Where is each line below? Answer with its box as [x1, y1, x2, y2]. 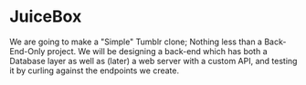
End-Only [9, 45, 46, 56]
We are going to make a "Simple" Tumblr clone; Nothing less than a [9, 36, 263, 47]
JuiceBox [9, 6, 82, 27]
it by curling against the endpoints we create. [9, 65, 180, 76]
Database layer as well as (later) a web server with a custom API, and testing [9, 55, 298, 66]
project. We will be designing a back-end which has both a [47, 45, 268, 56]
